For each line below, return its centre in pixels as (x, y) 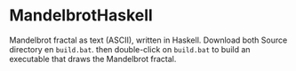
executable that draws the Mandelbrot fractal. (93, 59)
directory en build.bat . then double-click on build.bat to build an (130, 49)
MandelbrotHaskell (81, 16)
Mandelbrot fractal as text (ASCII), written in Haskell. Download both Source (148, 40)
